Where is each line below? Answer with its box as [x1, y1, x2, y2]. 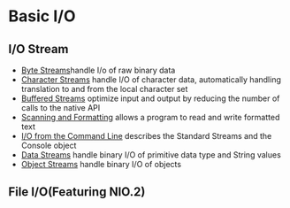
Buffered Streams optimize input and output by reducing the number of [20, 93, 280, 104]
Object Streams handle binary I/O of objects [20, 159, 182, 169]
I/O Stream [8, 42, 69, 57]
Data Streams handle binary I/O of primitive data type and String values [20, 150, 282, 160]
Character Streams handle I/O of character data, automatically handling [20, 74, 282, 85]
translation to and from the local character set [20, 84, 188, 94]
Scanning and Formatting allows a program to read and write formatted [20, 112, 280, 122]
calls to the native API [20, 103, 101, 112]
